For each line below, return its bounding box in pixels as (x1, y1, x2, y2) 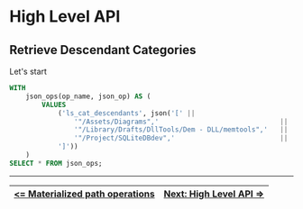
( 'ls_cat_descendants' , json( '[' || (57, 108, 196, 118)
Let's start (9, 66, 48, 77)
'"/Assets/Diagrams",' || (73, 117, 289, 126)
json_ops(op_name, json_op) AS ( (25, 92, 151, 101)
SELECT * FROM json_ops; (9, 159, 103, 168)
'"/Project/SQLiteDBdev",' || (73, 133, 289, 143)
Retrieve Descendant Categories (9, 42, 197, 58)
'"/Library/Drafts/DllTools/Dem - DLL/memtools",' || (73, 125, 289, 134)
